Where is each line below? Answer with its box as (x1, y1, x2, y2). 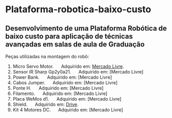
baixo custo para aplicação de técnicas (5, 32, 133, 40)
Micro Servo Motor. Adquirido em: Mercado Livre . (12, 63, 124, 69)
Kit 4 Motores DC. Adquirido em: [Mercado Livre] (12, 107, 123, 113)
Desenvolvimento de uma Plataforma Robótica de (5, 24, 167, 33)
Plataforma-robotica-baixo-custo (5, 4, 151, 15)
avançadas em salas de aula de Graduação (5, 40, 145, 49)
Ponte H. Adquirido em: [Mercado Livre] (12, 85, 104, 91)
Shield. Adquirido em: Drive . (12, 101, 79, 107)
